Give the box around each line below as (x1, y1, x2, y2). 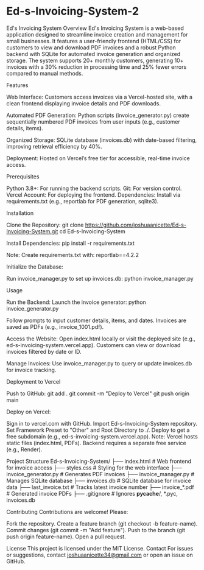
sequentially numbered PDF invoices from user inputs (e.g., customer (6, 118, 181, 125)
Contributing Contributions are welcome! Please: (6, 508, 128, 515)
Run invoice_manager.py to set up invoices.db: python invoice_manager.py (6, 275, 194, 282)
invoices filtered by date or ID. (6, 348, 82, 355)
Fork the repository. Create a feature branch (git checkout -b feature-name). (6, 519, 198, 527)
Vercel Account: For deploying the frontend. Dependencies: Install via (6, 191, 181, 199)
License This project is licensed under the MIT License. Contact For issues (6, 544, 194, 552)
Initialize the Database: (6, 263, 64, 270)
